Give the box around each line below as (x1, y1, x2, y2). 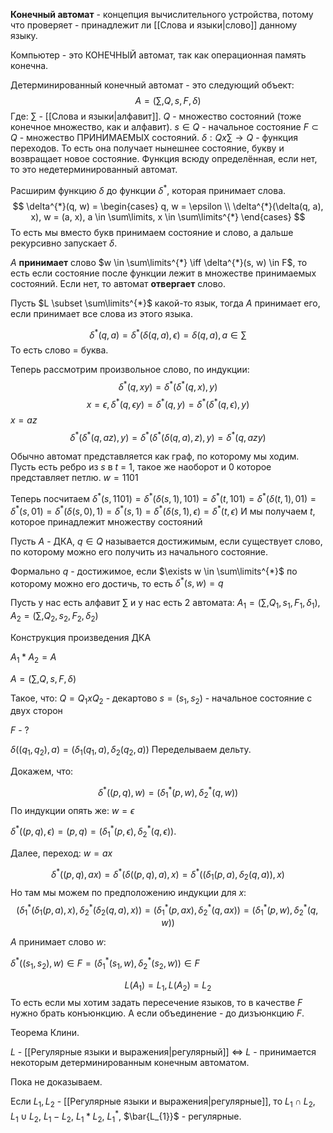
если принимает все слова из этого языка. (10, 307, 193, 319)
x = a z (10, 414, 38, 426)
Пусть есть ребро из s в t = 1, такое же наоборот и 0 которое (10, 461, 272, 473)
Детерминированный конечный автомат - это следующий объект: (10, 79, 295, 91)
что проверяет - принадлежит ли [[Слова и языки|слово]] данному (10, 19, 298, 31)
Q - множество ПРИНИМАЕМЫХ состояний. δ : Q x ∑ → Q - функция (10, 132, 298, 143)
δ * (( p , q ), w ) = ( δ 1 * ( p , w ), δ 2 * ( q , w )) (97, 785, 239, 801)
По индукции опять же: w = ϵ (10, 804, 135, 816)
